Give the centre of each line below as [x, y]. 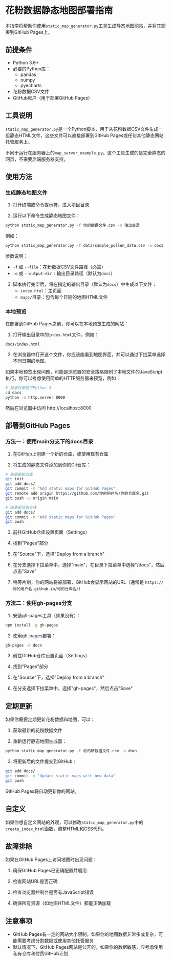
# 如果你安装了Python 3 [28, 388]
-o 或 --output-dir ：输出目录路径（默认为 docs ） [64, 273]
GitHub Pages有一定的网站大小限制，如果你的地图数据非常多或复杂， [85, 934]
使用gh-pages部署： [34, 635]
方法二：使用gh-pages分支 [39, 603]
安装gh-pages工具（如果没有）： [47, 615]
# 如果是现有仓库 [21, 507]
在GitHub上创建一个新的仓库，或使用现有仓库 [60, 454]
